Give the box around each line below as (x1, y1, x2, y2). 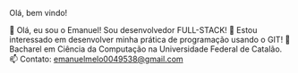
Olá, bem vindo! (9, 8, 68, 18)
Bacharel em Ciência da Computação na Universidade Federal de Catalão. (9, 44, 283, 54)
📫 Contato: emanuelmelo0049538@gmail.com (9, 53, 183, 64)
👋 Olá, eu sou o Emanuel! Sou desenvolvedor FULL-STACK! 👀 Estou (9, 25, 258, 35)
